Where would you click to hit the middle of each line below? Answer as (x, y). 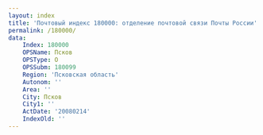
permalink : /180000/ (43, 30)
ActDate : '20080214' (56, 112)
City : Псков (42, 97)
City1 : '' (39, 104)
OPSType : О (41, 60)
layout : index (32, 15)
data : (17, 38)
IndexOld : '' (44, 119)
